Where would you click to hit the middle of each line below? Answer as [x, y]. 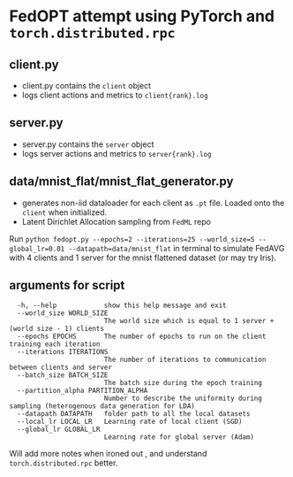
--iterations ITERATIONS [63, 352]
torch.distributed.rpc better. [64, 463]
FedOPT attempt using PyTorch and [142, 16]
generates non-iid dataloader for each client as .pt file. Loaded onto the [153, 203]
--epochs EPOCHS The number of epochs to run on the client [142, 337]
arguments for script [67, 285]
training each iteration [55, 344]
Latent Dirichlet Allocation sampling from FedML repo [116, 221]
